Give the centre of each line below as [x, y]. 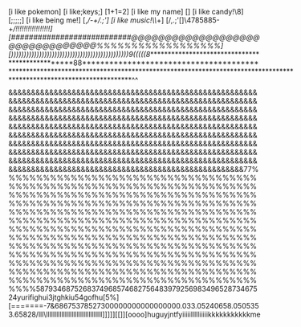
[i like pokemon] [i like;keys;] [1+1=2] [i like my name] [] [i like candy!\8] [126, 12]
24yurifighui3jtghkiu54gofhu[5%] [64, 297]
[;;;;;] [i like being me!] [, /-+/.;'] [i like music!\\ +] [86, 20]
